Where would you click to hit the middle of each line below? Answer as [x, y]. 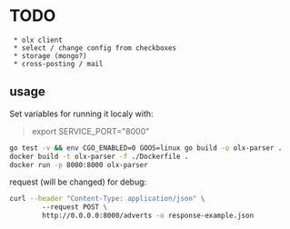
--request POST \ [75, 207]
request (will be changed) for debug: [78, 182]
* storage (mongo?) [50, 55]
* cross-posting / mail [58, 64]
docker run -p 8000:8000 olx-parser [79, 164]
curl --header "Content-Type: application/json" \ [107, 199]
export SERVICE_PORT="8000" [90, 131]
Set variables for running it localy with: [81, 114]
